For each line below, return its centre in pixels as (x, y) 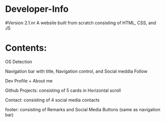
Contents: (26, 48)
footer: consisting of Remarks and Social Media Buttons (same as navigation (83, 109)
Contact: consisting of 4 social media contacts (52, 100)
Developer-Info (37, 9)
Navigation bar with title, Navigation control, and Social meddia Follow (76, 71)
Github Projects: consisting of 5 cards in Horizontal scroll (63, 90)
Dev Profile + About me (29, 81)
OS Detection (19, 61)
